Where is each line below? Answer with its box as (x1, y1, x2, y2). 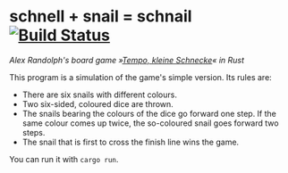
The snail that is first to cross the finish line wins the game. (21, 136, 240, 147)
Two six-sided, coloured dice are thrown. (21, 98, 174, 109)
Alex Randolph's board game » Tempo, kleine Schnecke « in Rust (9, 54, 244, 65)
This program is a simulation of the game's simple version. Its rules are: (9, 71, 273, 82)
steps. (21, 127, 46, 137)
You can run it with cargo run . (9, 153, 119, 164)
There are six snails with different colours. (21, 89, 177, 100)
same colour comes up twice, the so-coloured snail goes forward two (21, 118, 279, 128)
